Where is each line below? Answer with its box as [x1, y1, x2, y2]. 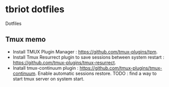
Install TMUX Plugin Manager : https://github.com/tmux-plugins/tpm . [12, 48, 158, 54]
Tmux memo [5, 35, 46, 44]
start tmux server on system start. [12, 75, 84, 82]
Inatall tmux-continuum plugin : [12, 65, 78, 71]
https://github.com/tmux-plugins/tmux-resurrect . [12, 60, 116, 66]
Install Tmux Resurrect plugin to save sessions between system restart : [12, 54, 165, 60]
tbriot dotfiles [5, 4, 65, 15]
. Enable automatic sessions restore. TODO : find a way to [35, 70, 157, 76]
